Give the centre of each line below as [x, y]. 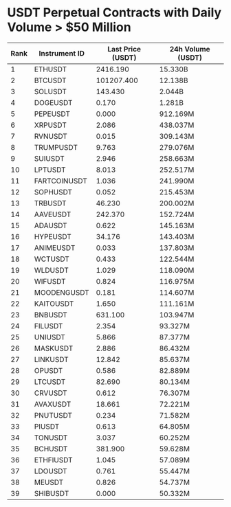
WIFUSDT [50, 281]
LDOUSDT [51, 471]
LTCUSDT [50, 381]
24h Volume [190, 49]
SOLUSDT [51, 91]
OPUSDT [48, 370]
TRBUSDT [50, 203]
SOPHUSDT [53, 192]
